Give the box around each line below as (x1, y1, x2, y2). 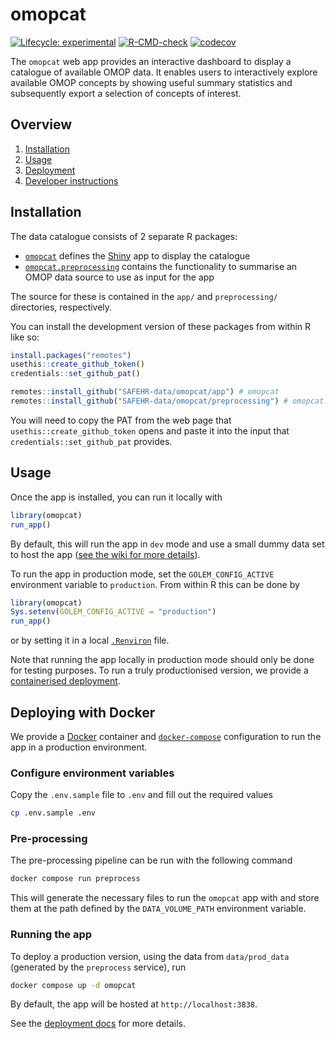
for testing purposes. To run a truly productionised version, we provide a (10, 664, 309, 677)
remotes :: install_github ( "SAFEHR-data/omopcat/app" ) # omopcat (10, 387, 280, 397)
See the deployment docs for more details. (10, 1018, 187, 1030)
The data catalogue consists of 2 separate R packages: (10, 230, 238, 242)
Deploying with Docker (10, 704, 156, 721)
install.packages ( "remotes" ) (10, 350, 132, 360)
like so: (10, 331, 40, 343)
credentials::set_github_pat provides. (10, 435, 173, 447)
